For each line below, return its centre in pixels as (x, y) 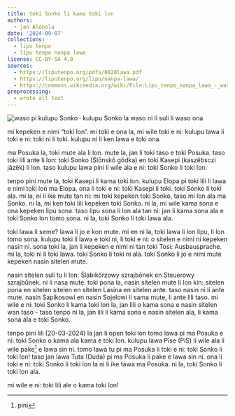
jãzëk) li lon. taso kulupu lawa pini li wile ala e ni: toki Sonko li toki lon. (107, 167)
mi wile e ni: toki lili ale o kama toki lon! (63, 385)
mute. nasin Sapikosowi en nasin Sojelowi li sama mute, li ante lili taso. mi (113, 297)
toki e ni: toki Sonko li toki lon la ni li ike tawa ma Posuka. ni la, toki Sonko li (115, 364)
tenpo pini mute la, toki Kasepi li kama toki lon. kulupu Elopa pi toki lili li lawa (117, 181)
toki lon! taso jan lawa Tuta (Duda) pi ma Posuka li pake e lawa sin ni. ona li (115, 357)
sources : (20, 66)
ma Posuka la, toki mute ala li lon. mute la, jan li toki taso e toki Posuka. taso (116, 152)
